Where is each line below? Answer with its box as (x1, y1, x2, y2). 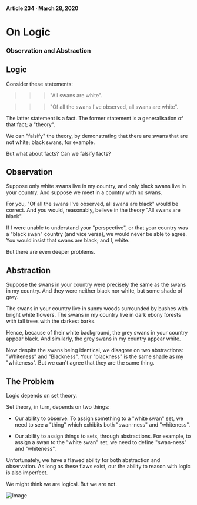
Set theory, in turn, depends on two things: (6, 403, 110, 410)
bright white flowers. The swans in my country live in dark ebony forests (6, 311, 181, 319)
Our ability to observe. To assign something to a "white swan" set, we (14, 415, 183, 422)
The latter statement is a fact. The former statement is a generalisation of (6, 114, 183, 122)
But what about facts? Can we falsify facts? (6, 150, 111, 157)
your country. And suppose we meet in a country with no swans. (6, 189, 163, 196)
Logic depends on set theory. (6, 392, 78, 399)
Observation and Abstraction (6, 46, 91, 54)
